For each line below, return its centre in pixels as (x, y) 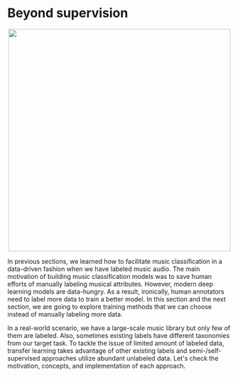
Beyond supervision (68, 13)
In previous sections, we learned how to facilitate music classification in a (115, 261)
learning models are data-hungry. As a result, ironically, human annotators (116, 291)
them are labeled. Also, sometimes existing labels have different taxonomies (119, 335)
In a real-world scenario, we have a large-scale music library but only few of (119, 328)
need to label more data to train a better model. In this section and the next (117, 299)
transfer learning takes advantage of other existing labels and (97, 351)
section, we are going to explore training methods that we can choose (109, 307)
